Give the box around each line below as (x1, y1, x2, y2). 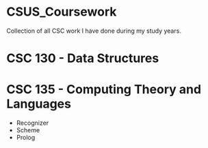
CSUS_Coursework (6, 4, 117, 20)
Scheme (16, 126, 40, 134)
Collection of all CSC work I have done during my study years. (6, 27, 182, 35)
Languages (6, 96, 71, 112)
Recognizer (16, 119, 49, 127)
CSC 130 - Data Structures (6, 50, 159, 66)
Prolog (16, 134, 36, 142)
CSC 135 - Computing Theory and (6, 82, 202, 98)
